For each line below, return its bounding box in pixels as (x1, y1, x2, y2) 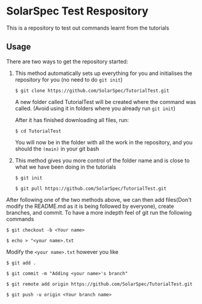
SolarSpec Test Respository (6, 4, 149, 18)
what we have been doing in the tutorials (14, 163, 116, 170)
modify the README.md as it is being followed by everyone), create (6, 202, 174, 210)
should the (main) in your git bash (14, 145, 99, 152)
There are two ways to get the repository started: (6, 57, 128, 65)
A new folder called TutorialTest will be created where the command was (14, 98, 196, 105)
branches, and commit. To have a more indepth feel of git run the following (6, 209, 192, 216)
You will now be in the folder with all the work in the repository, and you (14, 138, 193, 146)
